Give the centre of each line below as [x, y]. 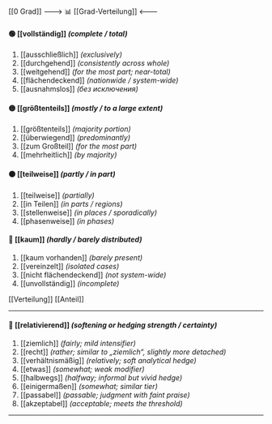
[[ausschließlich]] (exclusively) [71, 54]
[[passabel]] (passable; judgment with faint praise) [105, 395]
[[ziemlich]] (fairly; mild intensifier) [78, 344]
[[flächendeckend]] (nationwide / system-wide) [99, 80]
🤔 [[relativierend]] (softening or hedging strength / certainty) [113, 325]
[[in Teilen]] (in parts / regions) [71, 203]
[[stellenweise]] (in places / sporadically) [89, 212]
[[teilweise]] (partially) [57, 195]
